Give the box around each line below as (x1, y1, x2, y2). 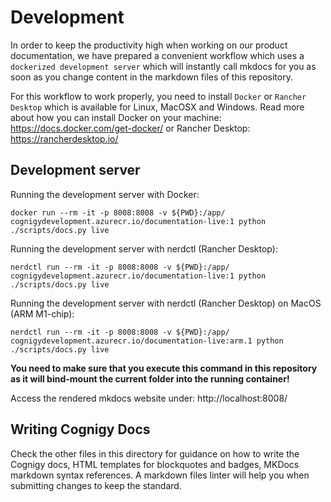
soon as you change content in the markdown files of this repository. (10, 71, 293, 83)
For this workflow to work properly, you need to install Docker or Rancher (10, 90, 307, 102)
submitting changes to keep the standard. (10, 479, 182, 491)
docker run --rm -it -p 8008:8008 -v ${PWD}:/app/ (10, 207, 226, 218)
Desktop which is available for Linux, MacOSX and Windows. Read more (10, 101, 305, 113)
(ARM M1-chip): (10, 307, 75, 320)
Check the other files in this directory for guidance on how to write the (10, 447, 300, 460)
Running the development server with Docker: (10, 188, 200, 200)
